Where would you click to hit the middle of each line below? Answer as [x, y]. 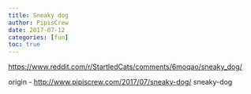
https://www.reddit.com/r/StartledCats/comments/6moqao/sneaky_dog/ [126, 67]
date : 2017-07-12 [37, 30]
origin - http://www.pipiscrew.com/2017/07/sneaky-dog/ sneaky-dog [120, 82]
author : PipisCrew [38, 23]
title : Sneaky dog [38, 15]
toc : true [24, 45]
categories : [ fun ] [38, 37]
